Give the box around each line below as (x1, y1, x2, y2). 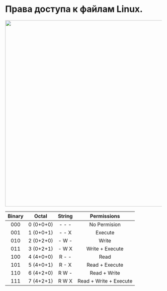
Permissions (89, 213, 120, 219)
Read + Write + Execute (77, 277, 133, 284)
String (58, 213, 73, 219)
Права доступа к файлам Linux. (5, 3, 143, 15)
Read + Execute (86, 261, 123, 268)
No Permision (89, 221, 121, 228)
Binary (7, 213, 24, 219)
